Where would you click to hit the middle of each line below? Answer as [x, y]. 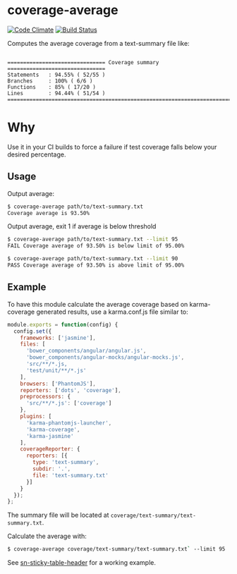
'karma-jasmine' [50, 436]
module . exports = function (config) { [63, 324]
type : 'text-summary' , [66, 463]
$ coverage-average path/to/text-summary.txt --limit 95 [93, 239]
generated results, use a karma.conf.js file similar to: [112, 312]
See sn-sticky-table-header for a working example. [82, 563]
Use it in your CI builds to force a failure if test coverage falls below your [112, 147]
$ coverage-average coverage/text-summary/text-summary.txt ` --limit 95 [116, 549]
